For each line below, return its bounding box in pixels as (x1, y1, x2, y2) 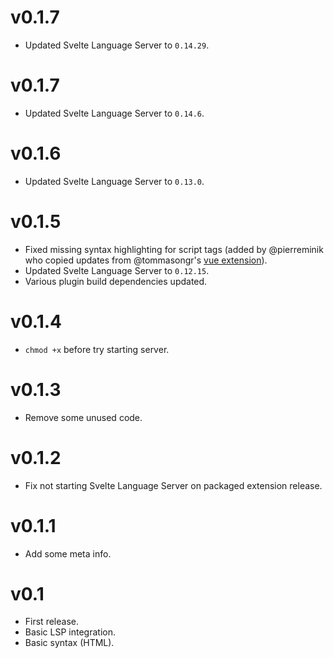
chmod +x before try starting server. (24, 343, 170, 355)
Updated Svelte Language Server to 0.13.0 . (24, 175, 205, 187)
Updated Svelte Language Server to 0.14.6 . (24, 107, 205, 119)
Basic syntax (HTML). (24, 637, 115, 649)
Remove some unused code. (24, 411, 143, 423)
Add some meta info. (24, 547, 112, 560)
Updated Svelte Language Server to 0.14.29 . (24, 39, 210, 51)
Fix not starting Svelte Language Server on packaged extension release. (24, 479, 323, 491)
